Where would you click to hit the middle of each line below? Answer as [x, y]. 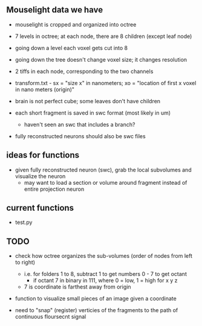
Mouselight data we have [55, 10]
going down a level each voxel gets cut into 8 [71, 48]
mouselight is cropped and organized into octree [76, 24]
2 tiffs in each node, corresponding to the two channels [84, 71]
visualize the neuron [40, 176]
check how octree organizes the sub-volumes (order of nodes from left [103, 256]
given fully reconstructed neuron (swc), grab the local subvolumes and [103, 170]
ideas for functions [43, 155]
